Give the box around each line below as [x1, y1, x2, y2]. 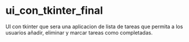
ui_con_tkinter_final [5, 4, 103, 17]
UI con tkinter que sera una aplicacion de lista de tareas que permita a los [5, 23, 183, 30]
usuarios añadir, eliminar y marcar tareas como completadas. [5, 29, 153, 36]
